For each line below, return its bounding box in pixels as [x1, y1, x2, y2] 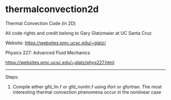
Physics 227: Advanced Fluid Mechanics [5, 49, 91, 56]
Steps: [5, 74, 19, 80]
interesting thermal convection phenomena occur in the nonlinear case [12, 89, 161, 95]
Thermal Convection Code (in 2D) [5, 20, 76, 26]
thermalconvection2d [5, 4, 99, 15]
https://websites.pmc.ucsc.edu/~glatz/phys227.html [5, 59, 115, 65]
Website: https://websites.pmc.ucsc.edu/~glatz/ [5, 39, 106, 46]
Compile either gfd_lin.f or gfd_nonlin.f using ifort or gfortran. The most [12, 83, 162, 89]
